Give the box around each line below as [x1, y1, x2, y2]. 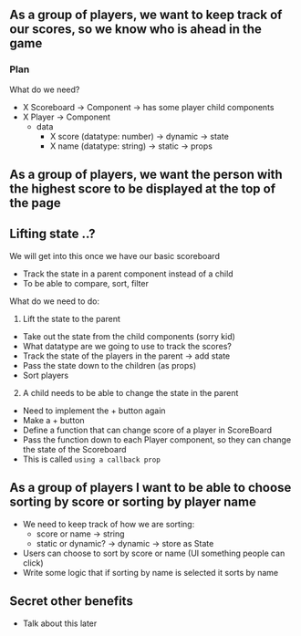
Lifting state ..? [9, 226, 96, 242]
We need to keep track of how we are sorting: [22, 518, 195, 529]
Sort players [22, 370, 69, 381]
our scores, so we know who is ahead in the [9, 22, 263, 37]
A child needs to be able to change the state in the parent [22, 387, 239, 398]
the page [9, 195, 61, 211]
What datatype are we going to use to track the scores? [22, 340, 233, 351]
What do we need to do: [9, 296, 100, 307]
